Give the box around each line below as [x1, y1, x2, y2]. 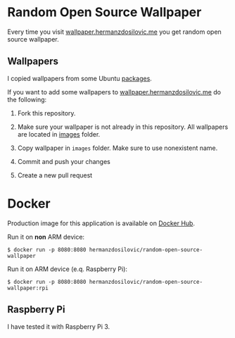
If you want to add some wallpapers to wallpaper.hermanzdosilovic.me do [7, 87, 222, 96]
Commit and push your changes [17, 157, 110, 165]
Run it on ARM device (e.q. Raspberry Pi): [7, 265, 128, 273]
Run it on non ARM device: [7, 232, 85, 241]
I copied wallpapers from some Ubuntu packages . [7, 74, 153, 82]
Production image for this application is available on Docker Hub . [7, 219, 196, 227]
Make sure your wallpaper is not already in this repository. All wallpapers [17, 123, 229, 131]
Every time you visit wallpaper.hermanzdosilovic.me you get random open [7, 27, 222, 36]
